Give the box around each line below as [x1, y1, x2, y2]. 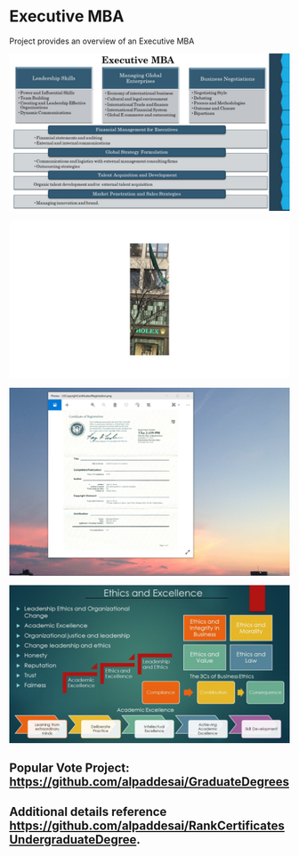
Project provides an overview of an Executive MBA [9, 36, 195, 46]
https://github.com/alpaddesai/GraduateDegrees [9, 774, 289, 789]
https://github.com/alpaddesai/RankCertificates [9, 819, 285, 834]
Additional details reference [9, 804, 167, 820]
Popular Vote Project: [9, 760, 131, 775]
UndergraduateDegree [9, 832, 137, 847]
